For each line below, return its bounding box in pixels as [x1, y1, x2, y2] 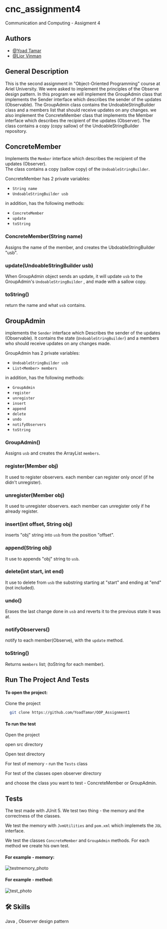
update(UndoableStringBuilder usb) [5, 262, 93, 269]
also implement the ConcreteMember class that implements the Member [5, 112, 154, 118]
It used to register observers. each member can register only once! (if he [5, 474, 154, 480]
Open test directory [5, 751, 45, 757]
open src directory [5, 742, 43, 747]
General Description [5, 67, 69, 76]
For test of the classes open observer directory [5, 770, 102, 776]
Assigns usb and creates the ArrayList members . [5, 450, 100, 456]
